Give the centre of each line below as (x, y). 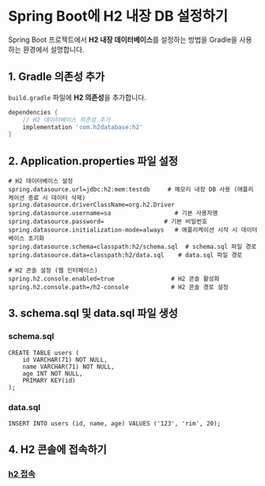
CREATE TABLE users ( (44, 352)
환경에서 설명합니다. (53, 49)
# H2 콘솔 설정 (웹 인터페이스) (53, 271)
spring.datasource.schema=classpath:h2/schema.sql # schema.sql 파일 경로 (132, 247)
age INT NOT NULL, (53, 373)
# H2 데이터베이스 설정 (41, 181)
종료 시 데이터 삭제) (57, 198)
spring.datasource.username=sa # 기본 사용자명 (113, 213)
